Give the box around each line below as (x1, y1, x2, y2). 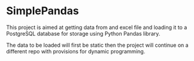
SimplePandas (6, 4, 79, 18)
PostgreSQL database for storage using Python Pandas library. (6, 30, 161, 37)
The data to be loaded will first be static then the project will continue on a (6, 41, 189, 49)
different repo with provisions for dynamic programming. (6, 47, 146, 54)
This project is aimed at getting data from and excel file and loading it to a (6, 24, 187, 31)
